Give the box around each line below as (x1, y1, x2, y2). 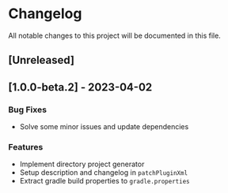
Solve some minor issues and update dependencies (19, 122, 189, 132)
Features (8, 141, 44, 152)
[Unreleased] (8, 54, 75, 67)
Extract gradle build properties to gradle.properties (19, 176, 190, 186)
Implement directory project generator (19, 159, 145, 169)
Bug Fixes (8, 104, 47, 115)
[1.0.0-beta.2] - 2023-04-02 (8, 80, 153, 94)
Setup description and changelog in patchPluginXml (19, 168, 188, 177)
